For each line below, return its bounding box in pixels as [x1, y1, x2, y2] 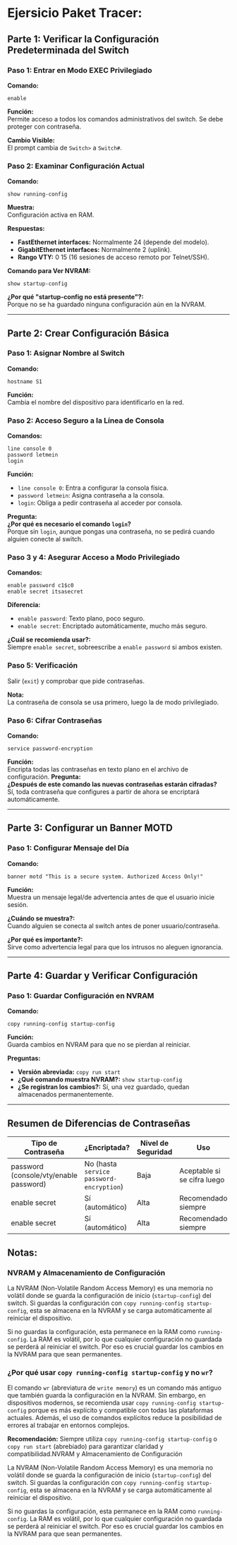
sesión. [7, 900, 29, 908]
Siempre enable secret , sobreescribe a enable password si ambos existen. [7, 643, 223, 651]
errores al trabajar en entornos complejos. [7, 1421, 130, 1430]
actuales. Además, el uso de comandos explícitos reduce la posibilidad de [7, 1414, 222, 1422]
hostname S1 [7, 378, 42, 385]
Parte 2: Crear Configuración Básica [7, 327, 169, 339]
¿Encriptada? [84, 1143, 130, 1153]
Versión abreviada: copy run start [17, 1068, 121, 1076]
